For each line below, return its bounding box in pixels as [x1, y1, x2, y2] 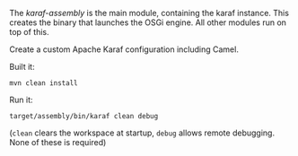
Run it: [9, 94, 33, 105]
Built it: [9, 62, 35, 72]
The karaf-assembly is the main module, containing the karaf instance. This [9, 8, 290, 18]
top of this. [9, 27, 49, 37]
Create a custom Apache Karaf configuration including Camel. [9, 44, 240, 55]
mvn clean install [9, 79, 78, 88]
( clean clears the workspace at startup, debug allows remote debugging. [9, 127, 276, 138]
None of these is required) [9, 137, 107, 147]
